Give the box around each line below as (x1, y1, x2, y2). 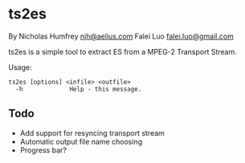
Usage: (8, 62, 32, 72)
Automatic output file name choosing (19, 137, 143, 146)
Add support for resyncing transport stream (19, 128, 165, 137)
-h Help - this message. (15, 85, 142, 93)
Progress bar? (19, 145, 67, 155)
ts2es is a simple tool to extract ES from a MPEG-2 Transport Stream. (8, 47, 237, 56)
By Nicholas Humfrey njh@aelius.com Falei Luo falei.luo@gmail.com (8, 31, 235, 41)
